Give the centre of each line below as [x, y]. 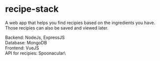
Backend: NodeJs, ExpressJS [35, 37]
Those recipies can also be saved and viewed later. [57, 28]
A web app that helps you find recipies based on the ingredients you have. [80, 23]
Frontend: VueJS [22, 48]
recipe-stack [32, 9]
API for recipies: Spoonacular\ [36, 53]
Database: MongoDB [26, 42]
